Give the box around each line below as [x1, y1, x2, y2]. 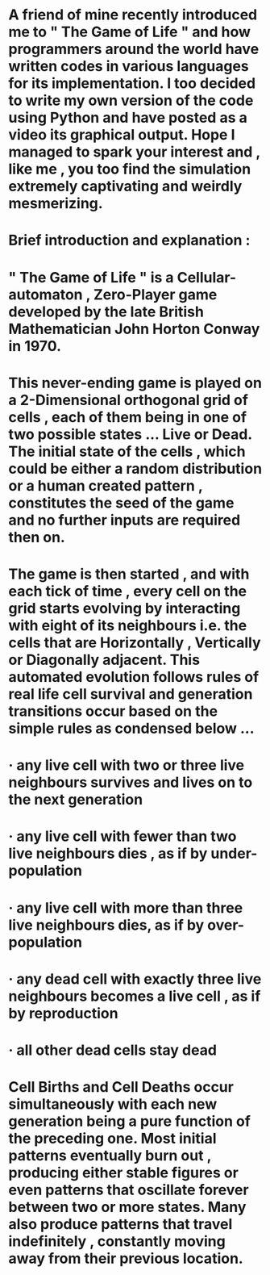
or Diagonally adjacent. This [8, 650, 200, 669]
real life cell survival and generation [8, 684, 253, 703]
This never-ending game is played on [8, 374, 262, 392]
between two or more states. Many [8, 1198, 247, 1216]
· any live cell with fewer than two [8, 827, 237, 846]
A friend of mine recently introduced [8, 6, 258, 24]
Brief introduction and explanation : [8, 232, 251, 249]
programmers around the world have [8, 40, 260, 58]
